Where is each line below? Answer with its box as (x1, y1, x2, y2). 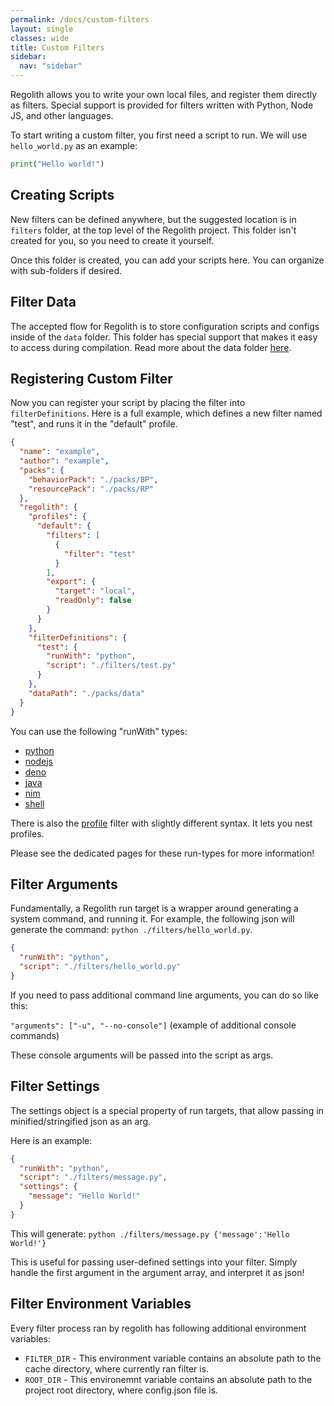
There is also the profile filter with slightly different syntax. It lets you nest (10, 817, 313, 829)
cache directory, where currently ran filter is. (24, 1362, 210, 1375)
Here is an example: (10, 1134, 93, 1146)
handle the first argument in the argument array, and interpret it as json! (10, 1266, 305, 1278)
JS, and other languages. (10, 110, 114, 121)
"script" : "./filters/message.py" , (19, 1172, 168, 1183)
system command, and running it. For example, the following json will (10, 913, 295, 925)
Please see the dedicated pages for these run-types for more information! (10, 847, 315, 859)
